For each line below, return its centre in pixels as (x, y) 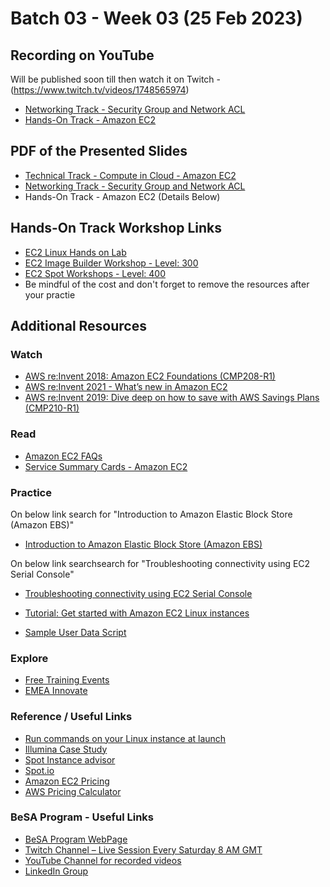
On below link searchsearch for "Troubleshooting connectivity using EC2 (160, 563)
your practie (50, 294)
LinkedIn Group (56, 871)
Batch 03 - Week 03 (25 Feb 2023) (156, 18)
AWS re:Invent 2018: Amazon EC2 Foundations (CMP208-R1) (150, 376)
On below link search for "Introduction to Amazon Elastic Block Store (151, 514)
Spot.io (39, 770)
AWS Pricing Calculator (73, 791)
